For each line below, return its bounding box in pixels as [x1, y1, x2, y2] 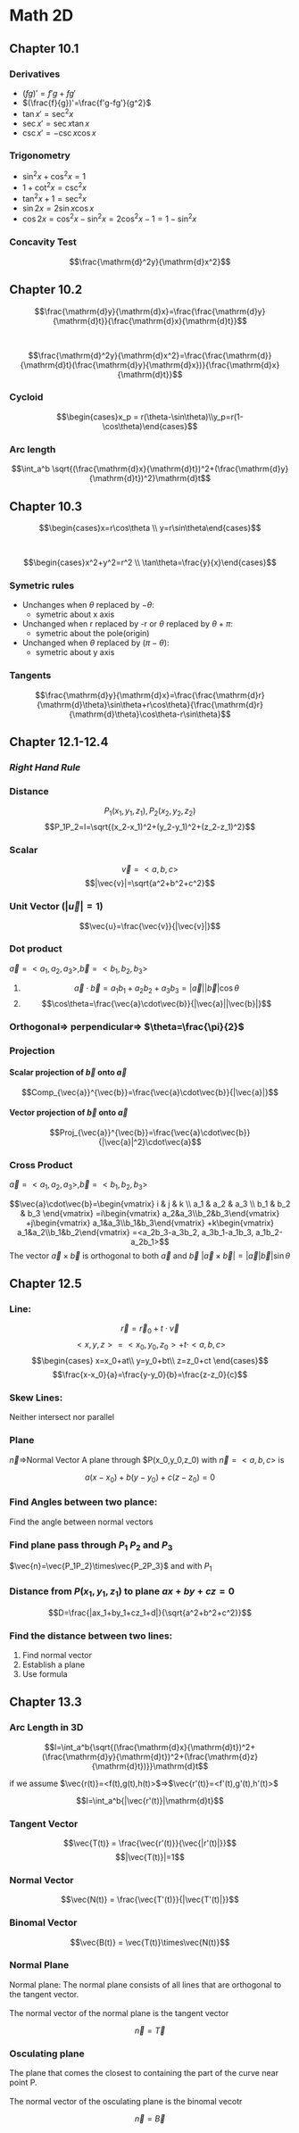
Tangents [9, 669, 52, 682]
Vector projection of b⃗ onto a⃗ [9, 1108, 129, 1118]
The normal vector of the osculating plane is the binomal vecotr [9, 2096, 243, 2107]
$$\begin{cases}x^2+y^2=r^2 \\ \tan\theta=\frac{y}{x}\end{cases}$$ [23, 557, 277, 568]
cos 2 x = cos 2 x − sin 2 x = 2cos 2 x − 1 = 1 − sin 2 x [21, 212, 197, 224]
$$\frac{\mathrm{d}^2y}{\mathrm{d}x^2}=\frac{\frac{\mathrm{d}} [28, 350, 272, 361]
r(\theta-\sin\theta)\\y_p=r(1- [140, 411, 244, 422]
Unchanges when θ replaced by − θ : [21, 600, 154, 610]
